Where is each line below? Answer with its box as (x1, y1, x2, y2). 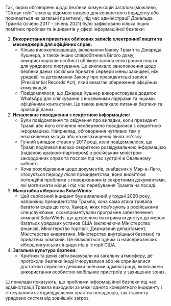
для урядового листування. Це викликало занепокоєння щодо (20, 63, 157, 69)
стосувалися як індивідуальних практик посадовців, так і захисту (5, 290, 149, 295)
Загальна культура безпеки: (12, 247, 77, 253)
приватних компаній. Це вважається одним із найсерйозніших (20, 237, 157, 242)
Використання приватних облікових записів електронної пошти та (12, 36, 162, 42)
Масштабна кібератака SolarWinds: (12, 188, 93, 193)
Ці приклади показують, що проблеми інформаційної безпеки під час (5, 279, 157, 285)
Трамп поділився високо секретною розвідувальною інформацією (20, 144, 166, 150)
